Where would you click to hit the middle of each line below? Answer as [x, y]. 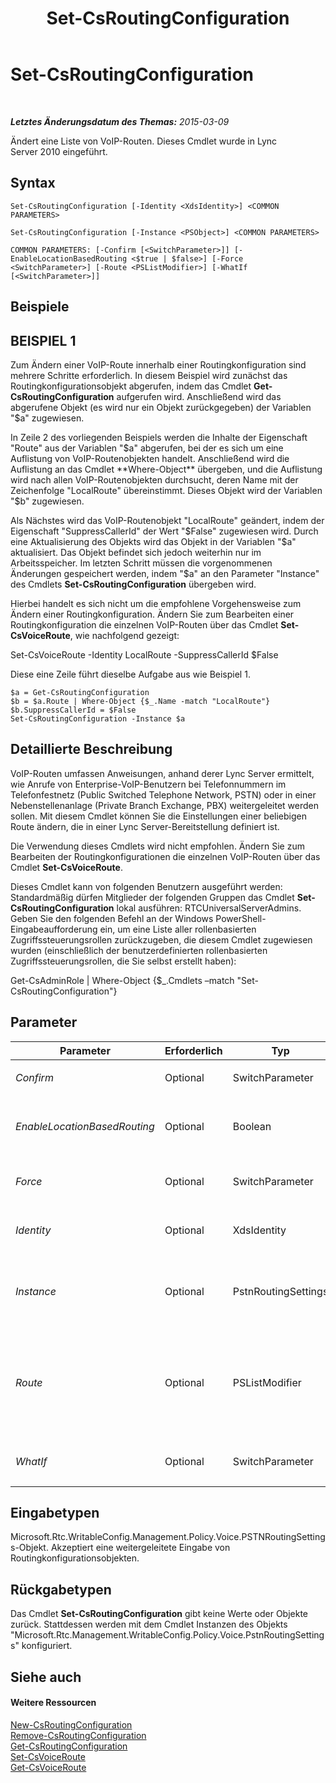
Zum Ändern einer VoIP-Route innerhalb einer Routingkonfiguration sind [158, 364]
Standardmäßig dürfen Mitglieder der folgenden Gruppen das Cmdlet [152, 897]
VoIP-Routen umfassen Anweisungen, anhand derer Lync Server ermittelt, [162, 773]
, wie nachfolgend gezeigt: [124, 635]
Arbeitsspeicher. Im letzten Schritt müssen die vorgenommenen [141, 563]
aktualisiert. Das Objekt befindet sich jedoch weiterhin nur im [136, 552]
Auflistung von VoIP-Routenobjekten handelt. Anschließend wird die [150, 458]
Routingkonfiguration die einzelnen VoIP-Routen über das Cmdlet [144, 624]
